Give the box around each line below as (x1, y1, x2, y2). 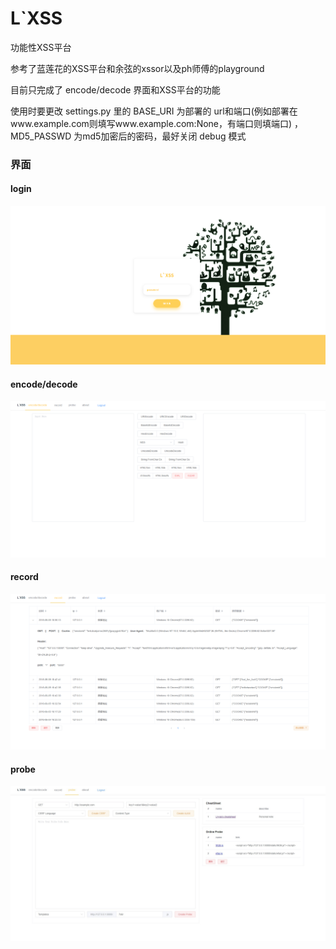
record (10, 571, 39, 583)
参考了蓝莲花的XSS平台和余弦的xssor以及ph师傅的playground (10, 62, 265, 74)
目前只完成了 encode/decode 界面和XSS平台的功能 (10, 83, 221, 96)
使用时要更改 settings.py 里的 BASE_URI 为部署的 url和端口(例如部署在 (10, 105, 298, 117)
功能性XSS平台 (10, 41, 72, 53)
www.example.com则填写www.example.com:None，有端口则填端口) (10, 117, 293, 129)
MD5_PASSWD (10, 130, 72, 142)
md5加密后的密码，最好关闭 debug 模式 (82, 130, 247, 142)
